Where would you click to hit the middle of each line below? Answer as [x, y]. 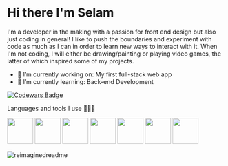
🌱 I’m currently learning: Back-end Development [85, 81]
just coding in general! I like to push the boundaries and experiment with [110, 39]
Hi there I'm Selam [61, 13]
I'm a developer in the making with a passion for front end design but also [112, 32]
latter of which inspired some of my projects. [71, 61]
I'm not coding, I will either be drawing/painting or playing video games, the [114, 54]
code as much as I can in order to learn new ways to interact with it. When [112, 46]
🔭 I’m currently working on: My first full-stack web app [94, 74]
